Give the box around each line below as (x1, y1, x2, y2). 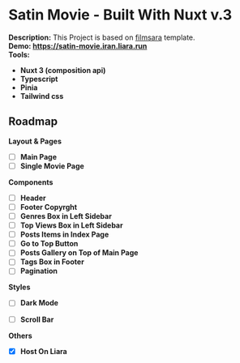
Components (8, 177, 54, 187)
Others (8, 331, 32, 340)
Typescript (19, 74, 58, 83)
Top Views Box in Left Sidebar (19, 220, 123, 230)
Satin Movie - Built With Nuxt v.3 (8, 6, 233, 24)
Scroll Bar (19, 314, 54, 324)
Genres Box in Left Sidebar (19, 211, 112, 220)
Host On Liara (19, 346, 67, 356)
